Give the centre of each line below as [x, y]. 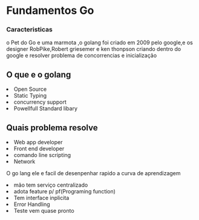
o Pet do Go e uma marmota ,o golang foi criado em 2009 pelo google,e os [100, 42]
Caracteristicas [29, 30]
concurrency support [40, 102]
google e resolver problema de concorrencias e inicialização [82, 56]
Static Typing [31, 96]
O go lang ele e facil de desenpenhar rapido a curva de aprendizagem [93, 173]
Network [25, 162]
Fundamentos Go [50, 11]
